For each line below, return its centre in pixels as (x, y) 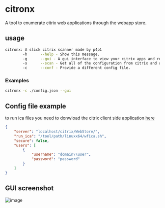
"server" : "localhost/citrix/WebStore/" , (57, 132)
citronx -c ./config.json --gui (38, 91)
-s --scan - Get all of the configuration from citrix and (90, 63)
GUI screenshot (29, 188)
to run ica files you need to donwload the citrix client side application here (80, 118)
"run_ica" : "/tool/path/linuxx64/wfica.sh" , (60, 136)
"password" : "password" (55, 159)
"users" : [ (25, 145)
